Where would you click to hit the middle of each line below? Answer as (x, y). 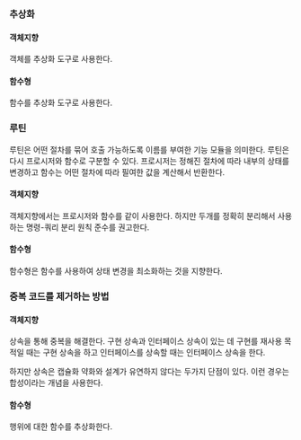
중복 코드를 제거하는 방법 (59, 296)
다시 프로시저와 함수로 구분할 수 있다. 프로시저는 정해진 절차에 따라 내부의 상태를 (150, 161)
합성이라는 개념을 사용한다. (56, 383)
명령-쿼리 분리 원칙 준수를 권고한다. (88, 227)
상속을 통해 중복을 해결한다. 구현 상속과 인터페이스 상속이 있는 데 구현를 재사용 (146, 341)
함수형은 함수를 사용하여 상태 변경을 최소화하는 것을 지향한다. (116, 271)
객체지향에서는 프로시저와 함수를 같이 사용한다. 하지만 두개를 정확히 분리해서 (142, 216)
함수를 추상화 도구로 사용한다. (61, 103)
